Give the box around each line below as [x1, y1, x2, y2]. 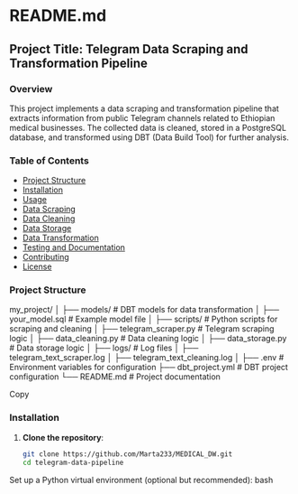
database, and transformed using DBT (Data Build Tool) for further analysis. [9, 132, 290, 143]
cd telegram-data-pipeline [22, 458, 124, 467]
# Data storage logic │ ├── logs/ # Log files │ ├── [9, 342, 199, 353]
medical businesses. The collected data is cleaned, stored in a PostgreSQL [9, 122, 286, 133]
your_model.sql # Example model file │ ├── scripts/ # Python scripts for [9, 313, 278, 325]
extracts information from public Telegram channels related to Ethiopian [9, 112, 275, 123]
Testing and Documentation [22, 242, 126, 253]
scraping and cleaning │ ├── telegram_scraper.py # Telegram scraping [9, 323, 275, 334]
